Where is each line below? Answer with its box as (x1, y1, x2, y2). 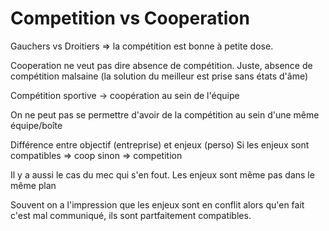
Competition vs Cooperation (10, 7, 250, 30)
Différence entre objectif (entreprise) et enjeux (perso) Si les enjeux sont (10, 138, 310, 151)
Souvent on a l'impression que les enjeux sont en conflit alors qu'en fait (10, 198, 305, 211)
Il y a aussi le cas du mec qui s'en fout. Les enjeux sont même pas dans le (10, 168, 315, 181)
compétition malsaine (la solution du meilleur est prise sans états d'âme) (10, 70, 309, 82)
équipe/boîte (10, 119, 63, 131)
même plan (10, 179, 57, 191)
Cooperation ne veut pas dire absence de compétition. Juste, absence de (10, 59, 313, 71)
